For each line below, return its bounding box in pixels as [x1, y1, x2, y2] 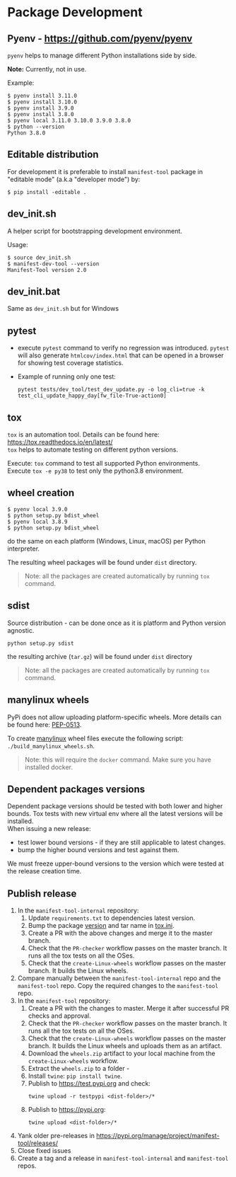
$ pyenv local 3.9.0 [7, 505, 69, 513]
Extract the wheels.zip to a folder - [28, 1064, 130, 1073]
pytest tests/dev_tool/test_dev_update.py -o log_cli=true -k [17, 386, 205, 394]
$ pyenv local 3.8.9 [7, 518, 69, 525]
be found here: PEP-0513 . [7, 720, 82, 729]
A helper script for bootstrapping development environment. [7, 226, 182, 235]
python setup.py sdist [7, 640, 74, 647]
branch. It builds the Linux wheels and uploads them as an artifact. [28, 1042, 223, 1050]
